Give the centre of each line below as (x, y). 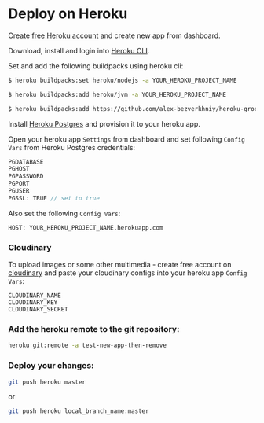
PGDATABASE (26, 162)
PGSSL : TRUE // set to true (54, 198)
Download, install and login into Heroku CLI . (79, 50)
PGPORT (19, 184)
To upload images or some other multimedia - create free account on (120, 265)
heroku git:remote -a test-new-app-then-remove (88, 346)
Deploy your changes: (51, 366)
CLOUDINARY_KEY (33, 303)
